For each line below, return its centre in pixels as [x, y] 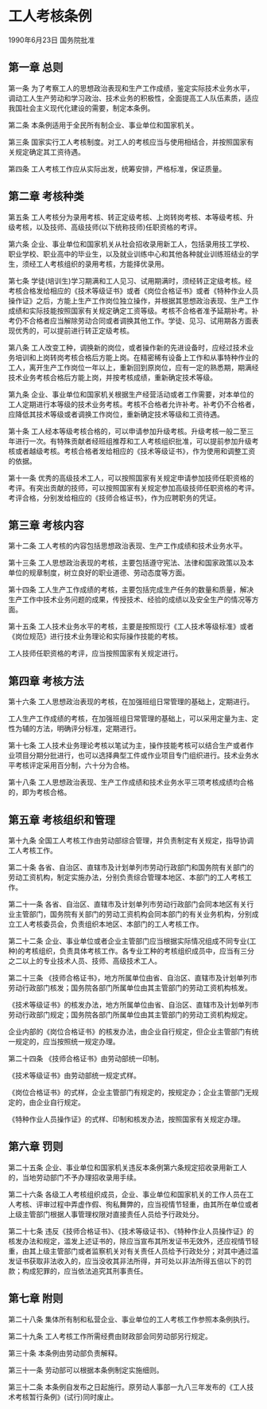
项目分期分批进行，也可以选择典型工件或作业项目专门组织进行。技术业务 [133, 755]
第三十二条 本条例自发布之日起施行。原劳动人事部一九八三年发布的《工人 [128, 1387]
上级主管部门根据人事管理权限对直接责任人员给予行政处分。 [106, 1214]
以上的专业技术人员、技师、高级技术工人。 [91, 961]
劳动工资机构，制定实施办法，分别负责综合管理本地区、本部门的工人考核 [126, 877]
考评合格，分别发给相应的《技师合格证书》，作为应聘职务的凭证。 [114, 498]
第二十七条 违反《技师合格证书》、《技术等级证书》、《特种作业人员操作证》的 [131, 1231]
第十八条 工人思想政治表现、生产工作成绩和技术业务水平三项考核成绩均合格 [131, 782]
